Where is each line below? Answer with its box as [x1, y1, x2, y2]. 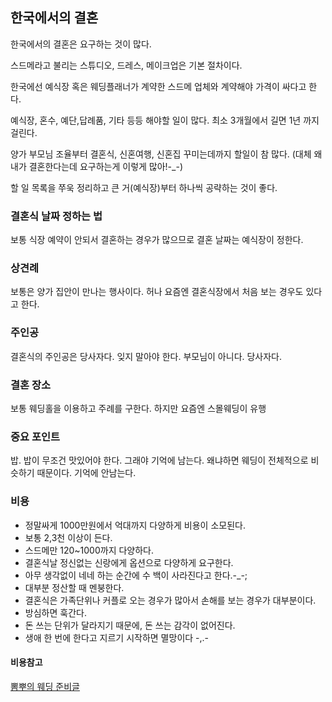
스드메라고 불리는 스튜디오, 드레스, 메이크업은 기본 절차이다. [10, 59, 243, 71]
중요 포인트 [10, 429, 61, 443]
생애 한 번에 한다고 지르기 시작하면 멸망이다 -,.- [24, 631, 210, 643]
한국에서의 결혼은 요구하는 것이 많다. [10, 38, 152, 50]
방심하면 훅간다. [24, 606, 87, 618]
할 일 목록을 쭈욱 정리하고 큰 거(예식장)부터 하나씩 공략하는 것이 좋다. [10, 181, 278, 193]
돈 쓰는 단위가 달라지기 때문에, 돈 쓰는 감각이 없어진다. [24, 619, 236, 631]
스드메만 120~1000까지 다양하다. [24, 544, 155, 556]
